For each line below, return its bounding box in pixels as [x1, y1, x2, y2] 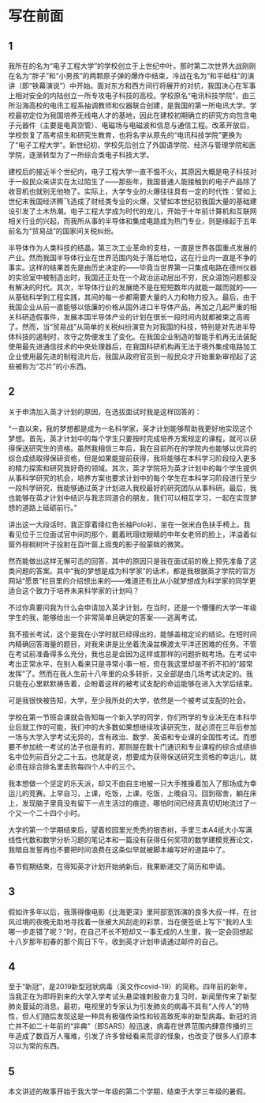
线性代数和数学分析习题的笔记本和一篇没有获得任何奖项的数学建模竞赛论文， [8, 835, 257, 844]
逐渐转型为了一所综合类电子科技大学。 [28, 150, 154, 159]
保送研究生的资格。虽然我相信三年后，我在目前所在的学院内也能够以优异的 [14, 444, 257, 453]
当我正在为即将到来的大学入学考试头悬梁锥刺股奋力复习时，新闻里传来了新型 [8, 992, 257, 1001]
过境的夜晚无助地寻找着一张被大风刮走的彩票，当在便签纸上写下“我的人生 [14, 916, 254, 926]
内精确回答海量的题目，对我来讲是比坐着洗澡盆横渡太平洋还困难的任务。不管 [8, 639, 257, 648]
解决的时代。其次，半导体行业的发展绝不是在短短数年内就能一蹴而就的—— [14, 282, 257, 292]
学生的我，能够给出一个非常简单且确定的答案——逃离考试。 [8, 612, 202, 621]
